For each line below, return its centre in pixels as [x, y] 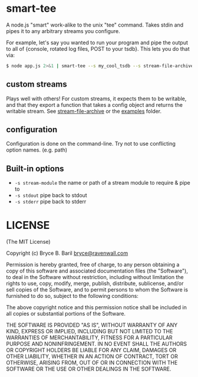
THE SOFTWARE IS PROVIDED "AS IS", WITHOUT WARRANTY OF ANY [92, 325]
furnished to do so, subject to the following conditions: [72, 296]
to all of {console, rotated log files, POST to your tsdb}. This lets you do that [98, 48]
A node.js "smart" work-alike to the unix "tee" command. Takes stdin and [95, 25]
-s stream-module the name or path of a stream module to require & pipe [102, 183]
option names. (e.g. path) [37, 150]
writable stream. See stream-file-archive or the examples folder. [84, 111]
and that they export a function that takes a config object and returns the [95, 104]
